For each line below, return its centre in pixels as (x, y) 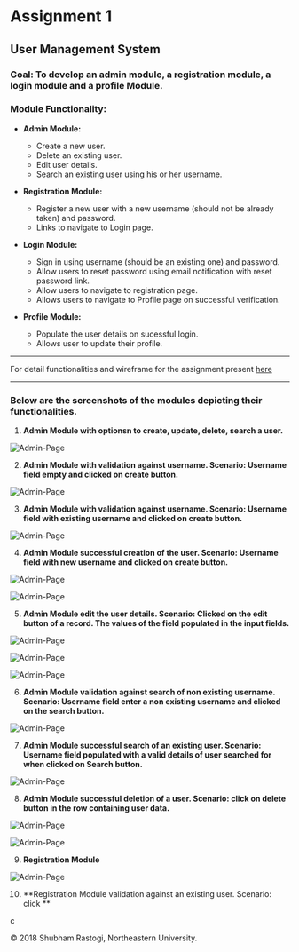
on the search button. (63, 711)
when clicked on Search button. (83, 765)
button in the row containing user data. (96, 808)
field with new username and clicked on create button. (126, 562)
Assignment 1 (61, 16)
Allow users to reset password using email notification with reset (154, 271)
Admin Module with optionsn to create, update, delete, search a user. (153, 431)
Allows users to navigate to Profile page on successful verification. (158, 299)
